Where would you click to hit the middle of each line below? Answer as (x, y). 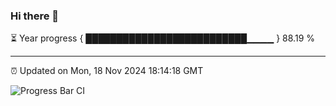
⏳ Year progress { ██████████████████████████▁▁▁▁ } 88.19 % (163, 38)
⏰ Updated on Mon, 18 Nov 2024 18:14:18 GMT (107, 71)
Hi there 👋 (35, 16)
